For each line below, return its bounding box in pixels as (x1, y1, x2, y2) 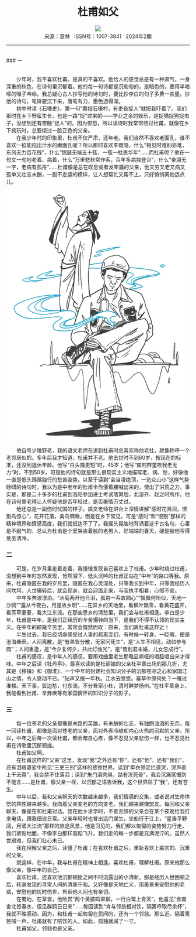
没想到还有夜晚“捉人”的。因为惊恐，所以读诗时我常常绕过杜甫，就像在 (16, 119, 185, 126)
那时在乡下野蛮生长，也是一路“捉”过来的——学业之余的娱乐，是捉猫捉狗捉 (6, 112, 185, 119)
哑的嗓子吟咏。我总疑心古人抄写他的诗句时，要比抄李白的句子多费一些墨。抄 (6, 90, 190, 97)
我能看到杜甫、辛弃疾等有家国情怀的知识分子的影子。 (6, 689, 134, 697)
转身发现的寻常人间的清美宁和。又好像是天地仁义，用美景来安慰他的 (16, 881, 180, 888)
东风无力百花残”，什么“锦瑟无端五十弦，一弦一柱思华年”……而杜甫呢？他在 (6, 149, 185, 156)
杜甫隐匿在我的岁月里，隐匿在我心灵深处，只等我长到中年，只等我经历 (16, 580, 185, 587)
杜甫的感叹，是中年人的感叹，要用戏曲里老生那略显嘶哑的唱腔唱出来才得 (16, 653, 190, 660)
